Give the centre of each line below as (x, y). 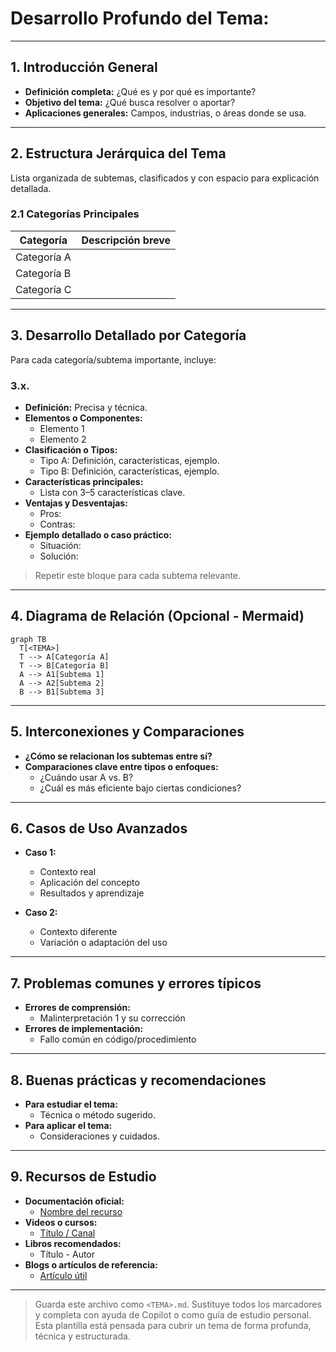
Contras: (57, 524)
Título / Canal (67, 1233)
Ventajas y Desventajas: (76, 503)
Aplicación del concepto (89, 883)
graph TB (28, 639)
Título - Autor (67, 1254)
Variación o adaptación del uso (103, 943)
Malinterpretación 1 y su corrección (112, 1018)
